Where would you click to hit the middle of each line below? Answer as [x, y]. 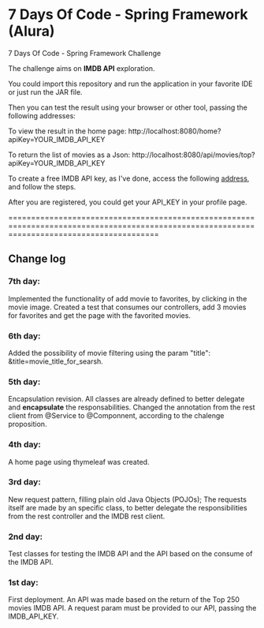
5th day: [24, 382]
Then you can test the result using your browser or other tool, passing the [128, 107]
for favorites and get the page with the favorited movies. [100, 315]
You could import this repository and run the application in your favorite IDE [130, 84]
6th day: [24, 335]
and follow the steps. [42, 186]
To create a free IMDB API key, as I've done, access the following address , [129, 178]
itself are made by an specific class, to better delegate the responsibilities [128, 507]
